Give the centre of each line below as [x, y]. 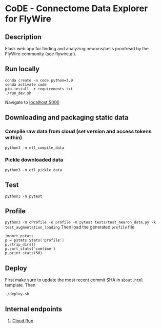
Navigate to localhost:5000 [32, 102]
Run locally [22, 69]
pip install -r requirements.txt [39, 89]
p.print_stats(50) [24, 253]
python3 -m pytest [24, 196]
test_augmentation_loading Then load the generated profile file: [70, 227]
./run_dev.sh [18, 93]
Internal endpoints [34, 309]
